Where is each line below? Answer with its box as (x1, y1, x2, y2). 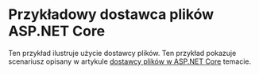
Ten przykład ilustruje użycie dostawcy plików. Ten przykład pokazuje (8, 48, 237, 57)
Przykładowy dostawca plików (8, 6, 215, 24)
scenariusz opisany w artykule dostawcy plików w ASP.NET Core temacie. (8, 57, 252, 66)
